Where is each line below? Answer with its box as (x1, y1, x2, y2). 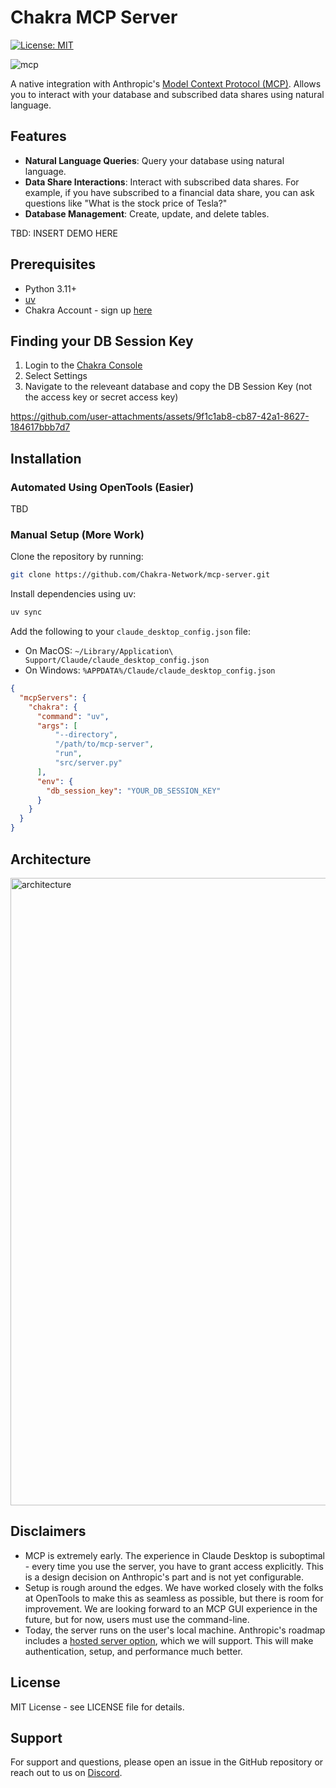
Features (10, 128, 67, 145)
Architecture (10, 851, 92, 868)
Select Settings (24, 370, 88, 382)
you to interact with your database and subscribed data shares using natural (10, 88, 325, 100)
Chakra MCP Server (10, 6, 178, 29)
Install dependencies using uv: (10, 588, 137, 600)
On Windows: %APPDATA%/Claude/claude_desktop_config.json (24, 664, 276, 676)
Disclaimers (10, 1523, 87, 1540)
